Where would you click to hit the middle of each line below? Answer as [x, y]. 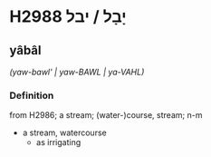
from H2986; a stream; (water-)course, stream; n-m [106, 115]
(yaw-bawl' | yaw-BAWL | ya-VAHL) [77, 72]
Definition [32, 95]
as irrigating [58, 142]
